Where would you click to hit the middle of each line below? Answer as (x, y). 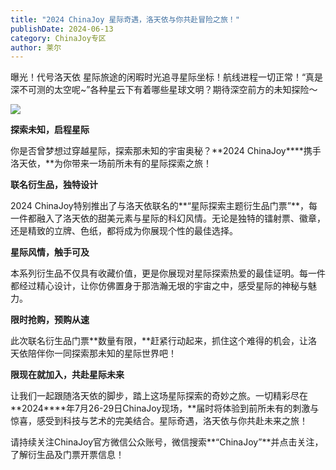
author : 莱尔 (36, 47)
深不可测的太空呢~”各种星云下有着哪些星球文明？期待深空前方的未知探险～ (164, 90)
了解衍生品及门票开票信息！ (67, 455)
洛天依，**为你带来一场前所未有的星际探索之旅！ (111, 163)
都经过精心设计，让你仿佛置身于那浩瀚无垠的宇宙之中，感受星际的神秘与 (159, 286)
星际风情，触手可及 (50, 252)
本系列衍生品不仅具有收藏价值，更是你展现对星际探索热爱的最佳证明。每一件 (168, 273)
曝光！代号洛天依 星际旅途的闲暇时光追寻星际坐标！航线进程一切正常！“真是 (167, 77)
